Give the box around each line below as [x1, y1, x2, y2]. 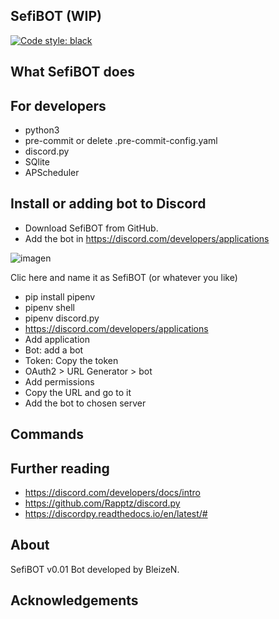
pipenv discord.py [24, 312, 100, 324]
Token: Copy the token [24, 354, 119, 366]
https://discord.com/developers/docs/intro [24, 487, 201, 499]
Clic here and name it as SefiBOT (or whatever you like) [10, 271, 238, 283]
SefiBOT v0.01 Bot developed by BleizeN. [10, 563, 180, 575]
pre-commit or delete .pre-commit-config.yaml [24, 135, 218, 147]
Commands [10, 426, 85, 443]
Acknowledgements [10, 592, 139, 609]
